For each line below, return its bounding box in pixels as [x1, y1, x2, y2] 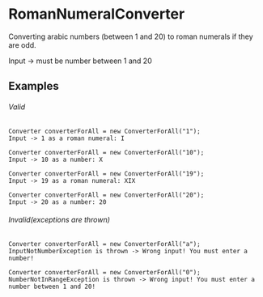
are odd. [8, 40, 36, 49]
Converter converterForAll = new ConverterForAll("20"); [8, 191, 205, 199]
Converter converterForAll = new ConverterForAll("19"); [8, 169, 205, 178]
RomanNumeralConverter [8, 5, 185, 23]
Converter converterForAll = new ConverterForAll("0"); [8, 268, 201, 276]
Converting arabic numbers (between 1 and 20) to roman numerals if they [8, 32, 253, 41]
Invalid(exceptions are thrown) [8, 215, 111, 225]
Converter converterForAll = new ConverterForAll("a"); [8, 240, 201, 248]
